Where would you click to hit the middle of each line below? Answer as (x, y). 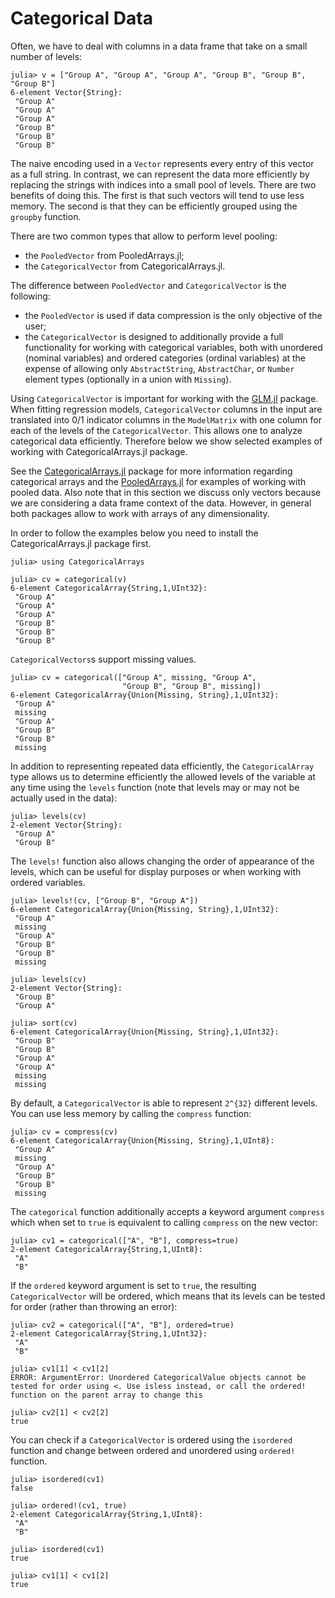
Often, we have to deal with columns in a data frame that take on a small (159, 46)
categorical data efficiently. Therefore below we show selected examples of (166, 441)
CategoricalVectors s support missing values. (103, 659)
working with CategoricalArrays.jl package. (99, 451)
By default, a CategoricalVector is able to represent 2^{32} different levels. (164, 1103)
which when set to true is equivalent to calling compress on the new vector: (164, 1222)
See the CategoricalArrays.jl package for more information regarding (151, 471)
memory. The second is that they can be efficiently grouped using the (154, 206)
